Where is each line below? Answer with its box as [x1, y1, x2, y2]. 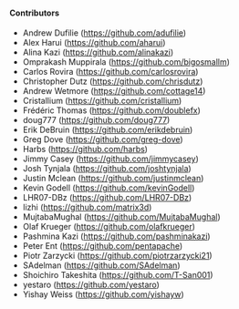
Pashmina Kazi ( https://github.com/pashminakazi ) [22, 231, 212, 242]
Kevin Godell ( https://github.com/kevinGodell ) [22, 182, 195, 193]
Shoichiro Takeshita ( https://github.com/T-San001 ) [22, 270, 213, 281]
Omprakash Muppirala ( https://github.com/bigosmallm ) [22, 57, 231, 67]
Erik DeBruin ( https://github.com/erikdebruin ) [22, 124, 193, 136]
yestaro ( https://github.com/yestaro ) [22, 279, 160, 291]
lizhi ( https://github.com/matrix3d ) [22, 201, 152, 213]
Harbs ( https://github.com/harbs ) [22, 144, 149, 155]
